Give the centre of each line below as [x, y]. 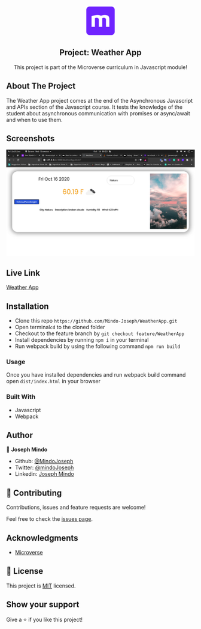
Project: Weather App [100, 53]
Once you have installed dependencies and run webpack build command [96, 375]
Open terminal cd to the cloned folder [60, 327]
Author [19, 435]
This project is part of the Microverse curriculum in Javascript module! [100, 67]
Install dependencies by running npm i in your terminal [82, 340]
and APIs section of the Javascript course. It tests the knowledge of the [95, 107]
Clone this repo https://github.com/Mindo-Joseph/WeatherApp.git [96, 321]
